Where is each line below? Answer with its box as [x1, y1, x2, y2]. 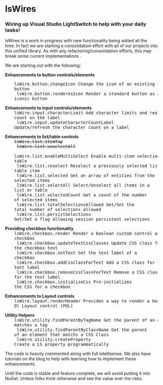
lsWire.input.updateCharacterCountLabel [16, 120, 114, 126]
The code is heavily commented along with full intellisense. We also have [5, 351, 151, 357]
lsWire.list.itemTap [14, 139, 63, 144]
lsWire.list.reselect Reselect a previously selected [16, 163, 147, 169]
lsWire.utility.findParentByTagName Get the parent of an [14, 318, 155, 323]
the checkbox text [14, 245, 58, 251]
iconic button [14, 96, 48, 101]
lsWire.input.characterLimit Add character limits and [14, 110, 147, 116]
